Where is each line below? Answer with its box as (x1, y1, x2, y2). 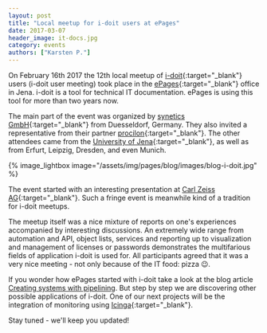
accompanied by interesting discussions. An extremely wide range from (8, 225, 245, 235)
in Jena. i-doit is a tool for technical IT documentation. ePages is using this (8, 88, 253, 96)
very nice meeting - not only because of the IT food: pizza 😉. (8, 260, 211, 268)
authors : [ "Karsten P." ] (8, 49, 91, 57)
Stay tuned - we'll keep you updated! (8, 315, 130, 325)
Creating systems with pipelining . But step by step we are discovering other (8, 284, 257, 292)
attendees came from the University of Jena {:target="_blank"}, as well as (8, 137, 249, 146)
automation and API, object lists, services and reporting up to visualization (8, 234, 252, 243)
